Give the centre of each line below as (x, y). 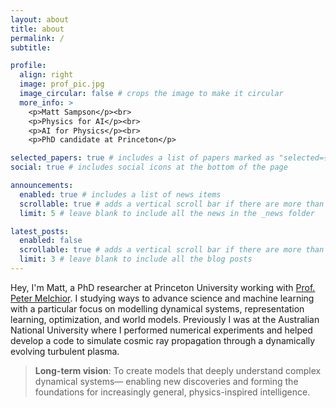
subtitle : (31, 47)
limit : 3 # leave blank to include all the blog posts (136, 259)
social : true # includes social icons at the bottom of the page (149, 167)
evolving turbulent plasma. (65, 351)
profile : (28, 66)
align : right (46, 75)
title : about (37, 29)
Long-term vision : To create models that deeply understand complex (178, 370)
